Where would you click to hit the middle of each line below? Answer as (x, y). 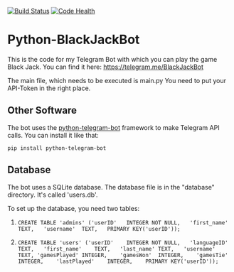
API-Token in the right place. (49, 88)
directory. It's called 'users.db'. (53, 195)
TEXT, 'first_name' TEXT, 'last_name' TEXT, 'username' (116, 249)
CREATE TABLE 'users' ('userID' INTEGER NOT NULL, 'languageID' (123, 243)
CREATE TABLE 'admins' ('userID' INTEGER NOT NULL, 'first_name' (123, 223)
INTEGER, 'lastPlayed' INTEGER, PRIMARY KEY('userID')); (118, 261)
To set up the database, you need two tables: (74, 208)
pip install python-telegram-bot (57, 148)
